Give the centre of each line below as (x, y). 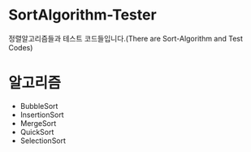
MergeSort (38, 123)
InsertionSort (42, 115)
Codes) (21, 47)
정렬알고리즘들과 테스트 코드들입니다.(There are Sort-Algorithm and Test (126, 38)
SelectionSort (43, 141)
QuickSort (37, 132)
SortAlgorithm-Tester (82, 15)
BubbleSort (39, 106)
